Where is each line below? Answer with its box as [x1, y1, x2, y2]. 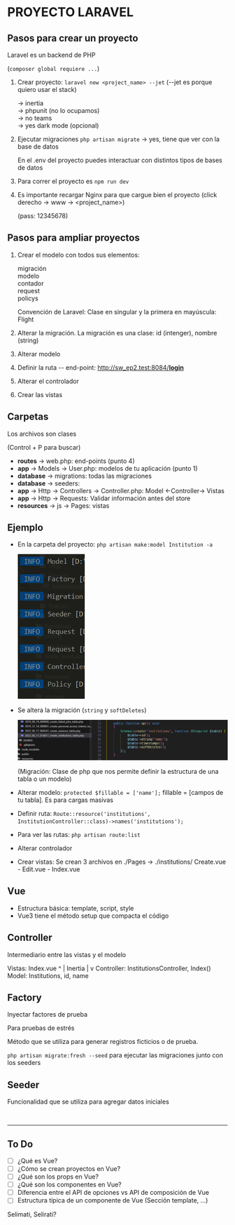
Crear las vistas [17, 390, 63, 399]
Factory [7, 991, 42, 1003]
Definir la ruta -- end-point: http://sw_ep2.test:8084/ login [17, 363, 184, 372]
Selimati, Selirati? [7, 1210, 57, 1219]
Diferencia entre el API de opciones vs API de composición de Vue [17, 1189, 210, 1197]
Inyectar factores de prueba [7, 1010, 88, 1019]
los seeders [7, 1059, 41, 1067]
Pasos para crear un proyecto [7, 32, 138, 44]
